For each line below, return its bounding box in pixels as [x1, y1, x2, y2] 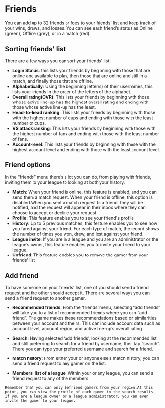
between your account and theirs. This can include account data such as [12, 320, 161, 326]
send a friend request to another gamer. [5, 295, 86, 301]
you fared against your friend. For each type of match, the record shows [12, 225, 159, 231]
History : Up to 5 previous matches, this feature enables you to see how [12, 220, 158, 226]
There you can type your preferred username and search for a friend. [12, 346, 154, 352]
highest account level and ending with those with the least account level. [12, 146, 160, 152]
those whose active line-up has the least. [12, 104, 96, 110]
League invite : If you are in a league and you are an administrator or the [12, 236, 159, 242]
